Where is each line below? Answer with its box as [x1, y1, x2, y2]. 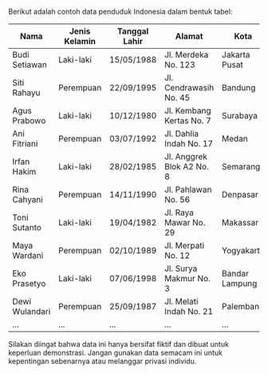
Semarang [222, 161, 261, 172]
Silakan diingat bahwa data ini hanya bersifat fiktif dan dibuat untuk [8, 340, 230, 348]
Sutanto [12, 222, 42, 233]
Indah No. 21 [164, 306, 214, 316]
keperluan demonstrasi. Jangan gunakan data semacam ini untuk [8, 348, 223, 357]
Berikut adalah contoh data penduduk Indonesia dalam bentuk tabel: [8, 7, 233, 16]
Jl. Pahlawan [164, 184, 212, 195]
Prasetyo [12, 278, 46, 288]
